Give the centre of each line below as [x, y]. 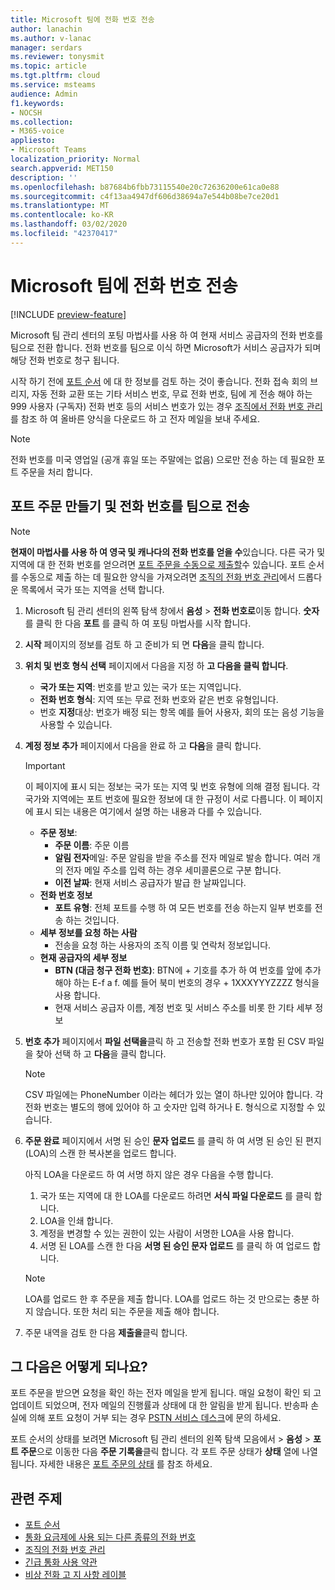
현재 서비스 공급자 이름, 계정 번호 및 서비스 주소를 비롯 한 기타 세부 [183, 1007]
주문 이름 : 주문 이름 [92, 845]
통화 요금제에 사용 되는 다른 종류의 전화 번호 [110, 1537]
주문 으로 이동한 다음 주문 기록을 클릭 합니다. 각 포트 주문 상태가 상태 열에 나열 [169, 1452]
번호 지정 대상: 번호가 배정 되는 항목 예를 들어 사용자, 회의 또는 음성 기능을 [182, 712]
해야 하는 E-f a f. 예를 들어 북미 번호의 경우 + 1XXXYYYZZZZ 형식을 [187, 982]
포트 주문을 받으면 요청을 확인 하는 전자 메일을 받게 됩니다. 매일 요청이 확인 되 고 [166, 1393]
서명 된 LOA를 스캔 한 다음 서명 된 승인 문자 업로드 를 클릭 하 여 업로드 [175, 1245]
